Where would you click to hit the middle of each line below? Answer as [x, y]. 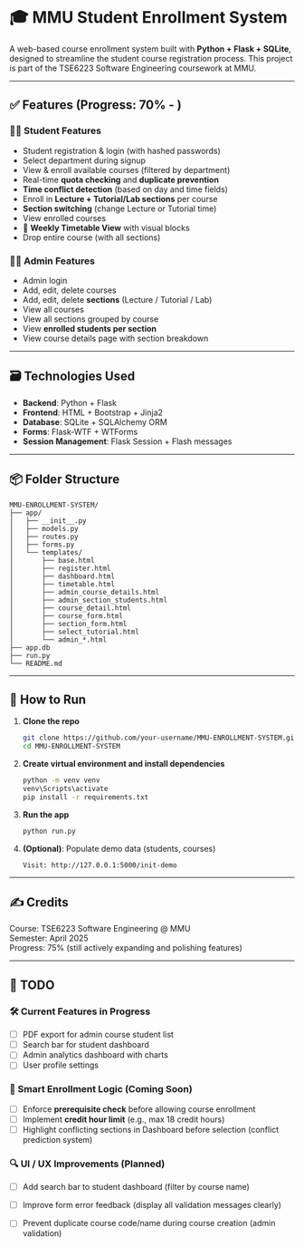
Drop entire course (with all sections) [91, 237]
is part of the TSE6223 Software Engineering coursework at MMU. [133, 68]
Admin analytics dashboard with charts [95, 1055]
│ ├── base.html [52, 560]
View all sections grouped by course [90, 319]
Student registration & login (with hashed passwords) [122, 150]
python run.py [49, 831]
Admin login [45, 280]
